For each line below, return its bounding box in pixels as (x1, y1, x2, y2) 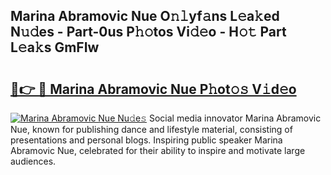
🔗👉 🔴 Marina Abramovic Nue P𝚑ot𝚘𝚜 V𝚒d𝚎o (10, 80, 297, 98)
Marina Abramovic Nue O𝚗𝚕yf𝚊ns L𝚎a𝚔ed (10, 8, 280, 25)
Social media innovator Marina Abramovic (148, 112, 322, 124)
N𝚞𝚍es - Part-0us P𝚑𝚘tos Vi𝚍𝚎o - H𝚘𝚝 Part (10, 24, 287, 41)
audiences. (10, 155, 57, 167)
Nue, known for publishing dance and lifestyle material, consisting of (10, 124, 293, 135)
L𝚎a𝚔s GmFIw (10, 39, 100, 56)
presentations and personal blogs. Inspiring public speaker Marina (10, 134, 283, 146)
